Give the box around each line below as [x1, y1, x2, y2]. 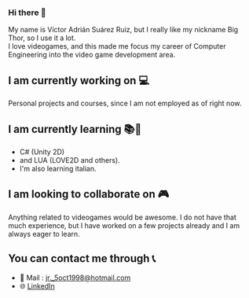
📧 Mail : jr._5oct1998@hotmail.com [19, 273, 131, 282]
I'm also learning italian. [19, 164, 97, 173]
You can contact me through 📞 [8, 252, 156, 266]
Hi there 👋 [8, 7, 47, 18]
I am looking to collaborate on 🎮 [8, 188, 170, 201]
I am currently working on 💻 [8, 74, 150, 87]
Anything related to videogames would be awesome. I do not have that [8, 212, 237, 222]
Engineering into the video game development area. [8, 50, 176, 60]
